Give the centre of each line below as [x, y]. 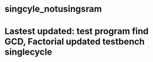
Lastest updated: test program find [77, 31]
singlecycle [28, 52]
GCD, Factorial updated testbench [75, 42]
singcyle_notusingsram [53, 9]
